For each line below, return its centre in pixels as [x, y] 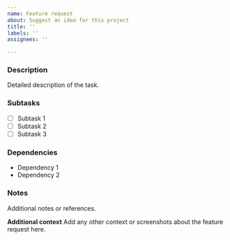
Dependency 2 [39, 175]
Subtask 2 [32, 126]
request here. [26, 229]
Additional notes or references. [52, 208]
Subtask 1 [31, 118]
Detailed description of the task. [53, 85]
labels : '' [23, 33]
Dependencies [32, 152]
